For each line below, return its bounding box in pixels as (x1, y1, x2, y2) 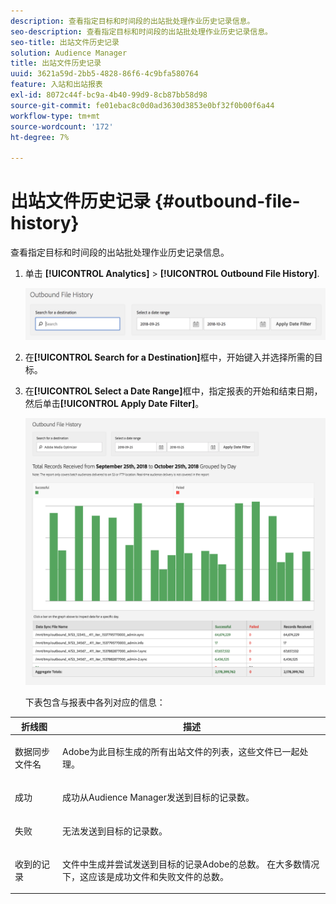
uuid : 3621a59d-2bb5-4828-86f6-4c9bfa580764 (10, 69, 199, 79)
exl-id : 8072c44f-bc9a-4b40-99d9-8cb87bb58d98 (10, 90, 208, 100)
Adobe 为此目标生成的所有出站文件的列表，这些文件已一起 (62, 746, 300, 758)
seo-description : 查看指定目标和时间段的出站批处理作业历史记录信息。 (10, 26, 273, 37)
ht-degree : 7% (10, 132, 70, 142)
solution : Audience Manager (10, 48, 128, 58)
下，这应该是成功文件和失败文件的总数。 (62, 870, 230, 882)
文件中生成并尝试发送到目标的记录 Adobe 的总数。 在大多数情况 (62, 858, 320, 870)
